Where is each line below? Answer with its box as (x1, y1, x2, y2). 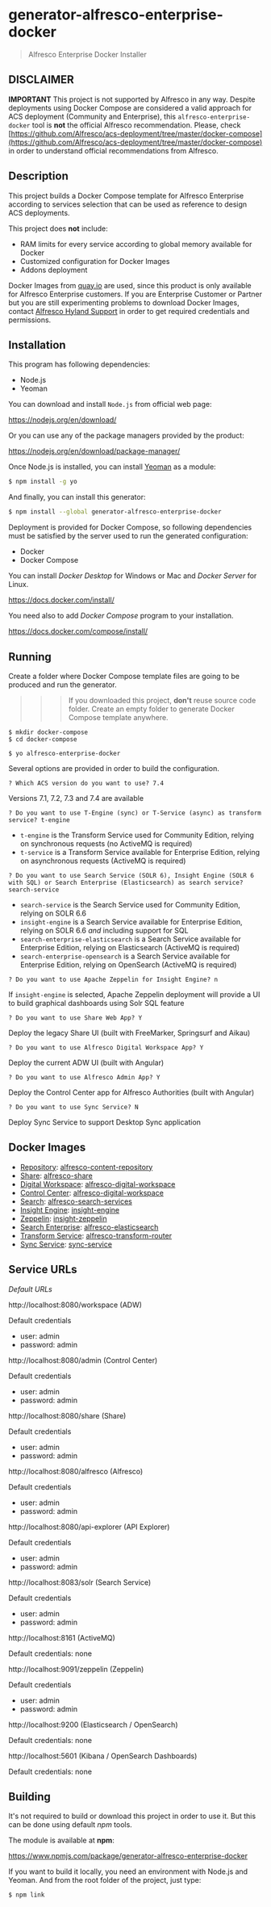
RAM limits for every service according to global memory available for (19, 239, 252, 249)
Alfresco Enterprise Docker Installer (27, 49, 147, 59)
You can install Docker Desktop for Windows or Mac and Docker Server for (8, 571, 257, 580)
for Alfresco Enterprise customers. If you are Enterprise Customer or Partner (8, 289, 262, 299)
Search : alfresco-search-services (19, 1197, 133, 1206)
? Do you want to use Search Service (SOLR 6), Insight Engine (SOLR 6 (8, 871, 254, 879)
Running (8, 650, 52, 664)
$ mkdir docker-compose (8, 728, 89, 736)
